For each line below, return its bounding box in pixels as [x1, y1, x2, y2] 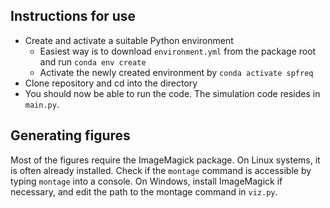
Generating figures [10, 127, 131, 144]
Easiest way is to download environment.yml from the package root [39, 45, 317, 57]
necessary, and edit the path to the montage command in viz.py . [10, 185, 278, 198]
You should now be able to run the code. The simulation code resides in [24, 87, 321, 99]
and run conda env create [39, 55, 147, 68]
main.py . [24, 98, 60, 110]
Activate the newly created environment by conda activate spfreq [39, 66, 314, 78]
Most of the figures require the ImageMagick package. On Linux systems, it [10, 154, 321, 166]
